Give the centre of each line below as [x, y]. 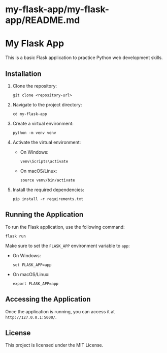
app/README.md [43, 20]
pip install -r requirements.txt [48, 199]
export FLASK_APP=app [35, 284]
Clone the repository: [35, 86]
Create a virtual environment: [43, 123]
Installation [23, 74]
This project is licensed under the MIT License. [54, 345]
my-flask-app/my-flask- [57, 9]
